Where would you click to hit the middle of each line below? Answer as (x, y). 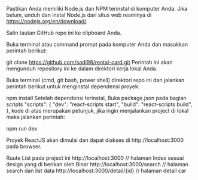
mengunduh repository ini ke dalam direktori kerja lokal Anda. (82, 69)
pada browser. (24, 146)
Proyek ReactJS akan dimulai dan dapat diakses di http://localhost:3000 (95, 140)
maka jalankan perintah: (36, 117)
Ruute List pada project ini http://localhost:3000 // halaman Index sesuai (95, 158)
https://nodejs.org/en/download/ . (47, 21)
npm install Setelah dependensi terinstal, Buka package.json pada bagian (96, 98)
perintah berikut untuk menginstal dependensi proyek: (73, 86)
